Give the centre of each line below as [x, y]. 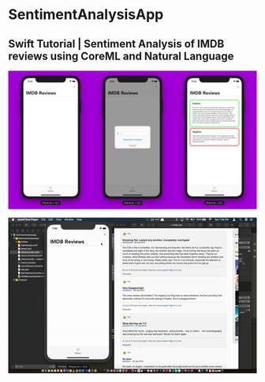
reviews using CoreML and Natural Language [121, 56]
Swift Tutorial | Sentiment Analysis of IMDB [116, 44]
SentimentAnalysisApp [86, 15]
